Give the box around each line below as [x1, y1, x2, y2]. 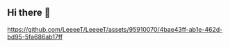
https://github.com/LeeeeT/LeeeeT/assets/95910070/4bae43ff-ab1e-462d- [7, 25, 223, 33]
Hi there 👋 [7, 7, 51, 19]
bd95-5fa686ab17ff [7, 32, 63, 41]
